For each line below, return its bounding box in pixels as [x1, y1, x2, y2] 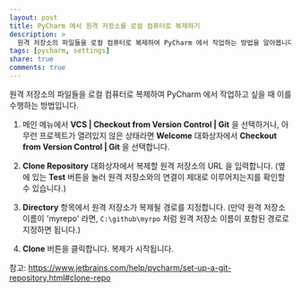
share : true [9, 55, 54, 64]
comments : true [9, 64, 66, 73]
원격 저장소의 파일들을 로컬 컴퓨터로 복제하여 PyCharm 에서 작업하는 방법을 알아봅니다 [17, 38, 294, 47]
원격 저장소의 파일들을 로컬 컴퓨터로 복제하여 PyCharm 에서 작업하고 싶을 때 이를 [9, 89, 292, 99]
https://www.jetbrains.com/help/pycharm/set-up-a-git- [28, 262, 232, 273]
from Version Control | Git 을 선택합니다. [21, 141, 170, 152]
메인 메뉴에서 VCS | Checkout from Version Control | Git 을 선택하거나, [21, 118, 279, 130]
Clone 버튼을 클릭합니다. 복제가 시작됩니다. [21, 243, 175, 253]
